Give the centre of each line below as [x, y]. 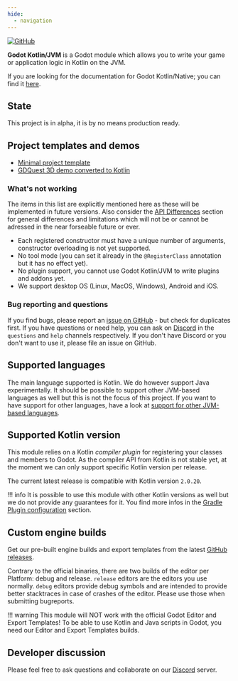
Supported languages [56, 365]
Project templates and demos [74, 146]
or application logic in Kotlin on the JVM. [66, 62]
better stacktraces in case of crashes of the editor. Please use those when [116, 594]
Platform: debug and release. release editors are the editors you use [107, 578]
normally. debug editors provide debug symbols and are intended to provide [117, 586]
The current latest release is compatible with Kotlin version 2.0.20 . [105, 481]
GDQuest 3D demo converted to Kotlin [74, 170]
